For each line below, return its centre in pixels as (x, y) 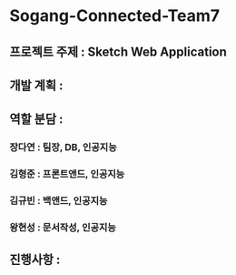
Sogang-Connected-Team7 (115, 16)
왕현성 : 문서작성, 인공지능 (63, 228)
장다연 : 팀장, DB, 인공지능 (63, 148)
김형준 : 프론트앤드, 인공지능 (67, 174)
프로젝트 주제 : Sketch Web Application (118, 51)
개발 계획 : (36, 85)
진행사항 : (35, 260)
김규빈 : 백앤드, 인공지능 (59, 201)
